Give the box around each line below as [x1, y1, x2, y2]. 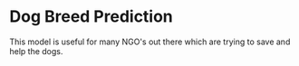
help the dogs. [9, 45, 63, 56]
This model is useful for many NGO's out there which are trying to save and [9, 36, 291, 47]
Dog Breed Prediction [9, 6, 174, 27]
